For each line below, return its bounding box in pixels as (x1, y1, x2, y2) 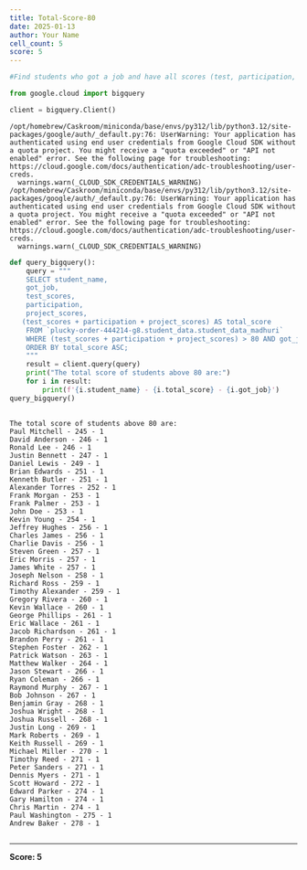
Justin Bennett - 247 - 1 (9, 451, 108, 460)
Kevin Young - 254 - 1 (9, 515, 96, 524)
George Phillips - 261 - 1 (9, 610, 112, 620)
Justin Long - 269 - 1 (9, 723, 96, 732)
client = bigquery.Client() (9, 105, 117, 114)
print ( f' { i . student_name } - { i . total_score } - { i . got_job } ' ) (42, 385, 281, 394)
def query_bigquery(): (9, 258, 96, 267)
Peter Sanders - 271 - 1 (9, 762, 104, 772)
